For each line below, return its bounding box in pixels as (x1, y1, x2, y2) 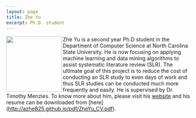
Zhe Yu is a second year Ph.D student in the (63, 36, 170, 43)
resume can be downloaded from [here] (6, 99, 104, 106)
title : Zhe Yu (6, 14, 41, 20)
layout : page (6, 8, 38, 15)
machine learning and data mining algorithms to (63, 55, 179, 62)
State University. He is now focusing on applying (63, 49, 182, 56)
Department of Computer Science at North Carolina (63, 42, 188, 49)
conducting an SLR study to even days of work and (63, 74, 188, 81)
